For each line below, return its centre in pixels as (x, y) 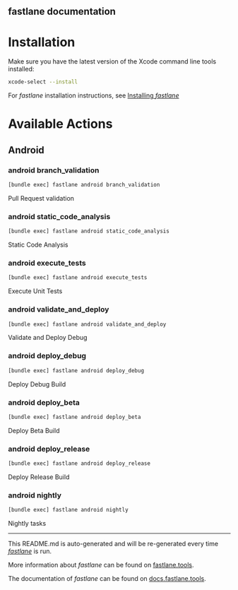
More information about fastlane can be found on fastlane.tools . (101, 565)
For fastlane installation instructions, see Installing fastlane (94, 95)
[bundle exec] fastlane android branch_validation (84, 185)
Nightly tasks (27, 524)
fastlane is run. (30, 551)
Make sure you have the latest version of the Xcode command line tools (112, 61)
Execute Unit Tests (35, 291)
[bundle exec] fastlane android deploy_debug (76, 370)
